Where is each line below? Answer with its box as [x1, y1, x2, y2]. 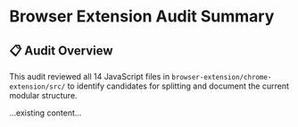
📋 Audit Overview [9, 43, 113, 58]
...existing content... [9, 107, 82, 118]
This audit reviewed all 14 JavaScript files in [9, 72, 170, 81]
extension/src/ [9, 82, 66, 91]
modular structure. [9, 90, 78, 100]
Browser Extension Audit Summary [9, 6, 275, 27]
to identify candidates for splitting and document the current [67, 80, 290, 91]
